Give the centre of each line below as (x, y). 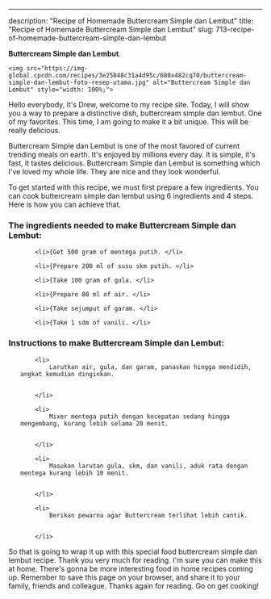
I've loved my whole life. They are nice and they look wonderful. (115, 172)
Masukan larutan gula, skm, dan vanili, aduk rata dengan (149, 466)
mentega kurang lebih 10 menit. (74, 473)
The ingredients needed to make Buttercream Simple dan (122, 225)
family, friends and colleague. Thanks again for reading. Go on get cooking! (134, 585)
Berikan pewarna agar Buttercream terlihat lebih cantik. (149, 515)
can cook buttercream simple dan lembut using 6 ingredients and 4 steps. (131, 196)
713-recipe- (235, 29)
